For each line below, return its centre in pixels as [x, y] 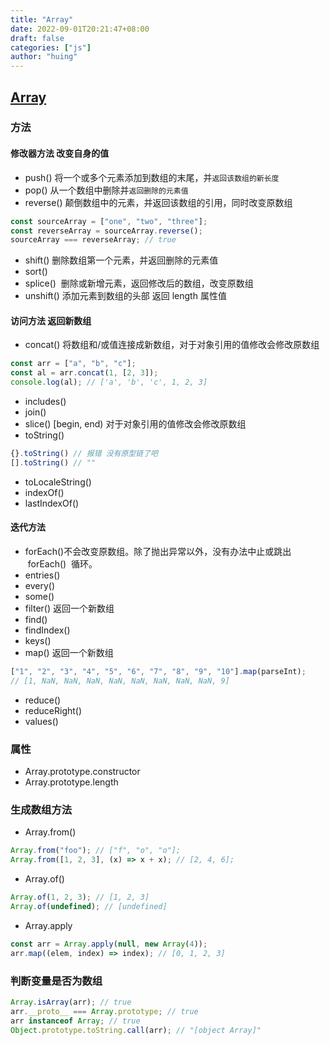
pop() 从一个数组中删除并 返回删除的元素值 [106, 190]
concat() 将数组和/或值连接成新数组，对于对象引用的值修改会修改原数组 [172, 345]
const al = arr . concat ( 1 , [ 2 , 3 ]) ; [84, 373]
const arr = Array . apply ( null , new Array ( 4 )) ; [109, 944]
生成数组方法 [41, 810]
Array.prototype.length [71, 782]
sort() [36, 272]
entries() [42, 575]
